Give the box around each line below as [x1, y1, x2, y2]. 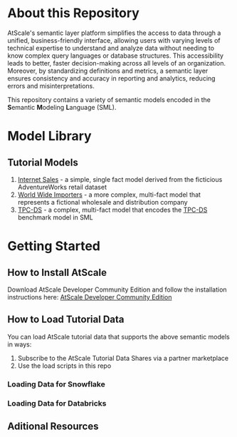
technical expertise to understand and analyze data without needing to [7, 43, 215, 52]
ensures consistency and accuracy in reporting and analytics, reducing [7, 73, 216, 83]
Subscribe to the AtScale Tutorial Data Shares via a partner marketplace [17, 354, 229, 362]
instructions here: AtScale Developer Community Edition [7, 292, 172, 301]
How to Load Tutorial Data [7, 314, 125, 326]
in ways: [7, 340, 32, 349]
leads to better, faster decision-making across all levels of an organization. [7, 58, 226, 67]
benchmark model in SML [17, 212, 94, 222]
